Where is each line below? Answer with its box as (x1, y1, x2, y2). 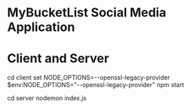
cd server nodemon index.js (7, 94, 87, 102)
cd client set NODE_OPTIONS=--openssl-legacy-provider (7, 73, 170, 82)
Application (7, 19, 75, 35)
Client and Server (7, 51, 110, 66)
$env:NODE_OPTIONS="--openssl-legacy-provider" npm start (7, 81, 185, 89)
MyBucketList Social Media (7, 5, 167, 21)
